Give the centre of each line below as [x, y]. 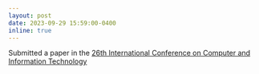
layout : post [30, 16]
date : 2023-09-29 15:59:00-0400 [62, 23]
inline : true [30, 30]
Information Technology [48, 61]
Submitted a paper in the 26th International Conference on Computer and [129, 53]
